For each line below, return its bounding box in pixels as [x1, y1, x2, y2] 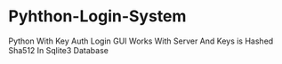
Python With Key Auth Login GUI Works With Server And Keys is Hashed [8, 36, 274, 46]
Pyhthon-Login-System [8, 6, 187, 27]
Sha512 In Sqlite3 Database [8, 44, 109, 55]
